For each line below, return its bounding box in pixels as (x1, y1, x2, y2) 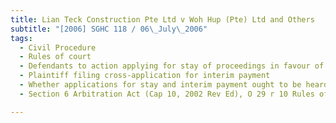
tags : (10, 33, 33, 43)
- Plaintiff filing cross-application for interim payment (19, 71, 271, 81)
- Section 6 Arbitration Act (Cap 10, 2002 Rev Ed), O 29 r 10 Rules (19, 89, 315, 99)
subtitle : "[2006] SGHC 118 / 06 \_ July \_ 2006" (10, 24, 208, 34)
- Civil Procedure (19, 42, 97, 53)
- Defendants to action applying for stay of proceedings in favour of (19, 61, 325, 71)
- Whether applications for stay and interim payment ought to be (19, 80, 302, 90)
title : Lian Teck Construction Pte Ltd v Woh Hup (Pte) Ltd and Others (10, 14, 315, 25)
